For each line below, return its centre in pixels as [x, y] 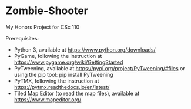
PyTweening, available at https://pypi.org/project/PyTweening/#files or [100, 68]
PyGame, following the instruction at [58, 56]
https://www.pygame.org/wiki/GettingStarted [68, 62]
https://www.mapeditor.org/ [48, 99]
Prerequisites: [22, 38]
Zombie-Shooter [47, 11]
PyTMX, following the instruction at [56, 81]
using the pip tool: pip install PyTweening [63, 74]
